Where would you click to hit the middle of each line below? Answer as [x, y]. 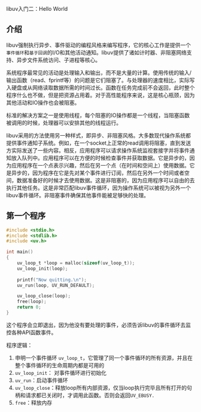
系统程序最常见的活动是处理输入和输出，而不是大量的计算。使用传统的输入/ [99, 72]
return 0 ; [29, 307]
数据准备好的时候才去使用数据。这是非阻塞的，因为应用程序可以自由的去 [106, 180]
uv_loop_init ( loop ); [42, 268]
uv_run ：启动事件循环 [41, 380]
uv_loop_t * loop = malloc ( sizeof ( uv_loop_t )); [76, 263]
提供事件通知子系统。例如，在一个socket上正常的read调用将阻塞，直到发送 [99, 143]
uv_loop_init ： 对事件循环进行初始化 [60, 373]
